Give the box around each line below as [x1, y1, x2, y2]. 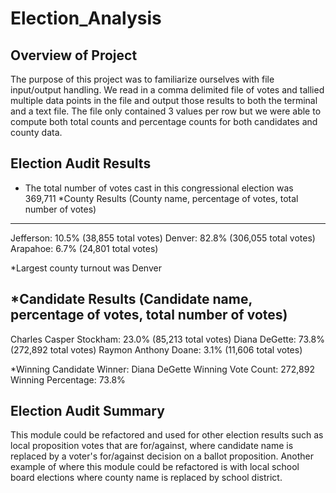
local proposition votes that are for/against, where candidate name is [10, 440, 294, 452]
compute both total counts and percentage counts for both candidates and [10, 116, 318, 127]
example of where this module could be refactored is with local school [10, 461, 300, 473]
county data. [10, 127, 63, 138]
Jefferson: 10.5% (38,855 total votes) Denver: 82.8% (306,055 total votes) [10, 232, 316, 244]
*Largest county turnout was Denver [10, 262, 162, 274]
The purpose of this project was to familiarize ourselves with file [10, 73, 275, 85]
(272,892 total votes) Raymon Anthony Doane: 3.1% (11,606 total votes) [10, 343, 303, 356]
